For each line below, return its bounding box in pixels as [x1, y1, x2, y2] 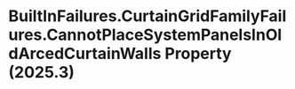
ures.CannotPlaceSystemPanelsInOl [8, 25, 283, 45]
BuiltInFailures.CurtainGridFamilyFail [8, 6, 287, 26]
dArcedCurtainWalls [8, 44, 162, 63]
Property [164, 44, 232, 63]
